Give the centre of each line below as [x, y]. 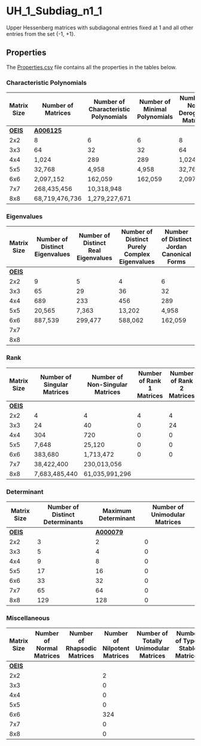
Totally [153, 641]
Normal [47, 649]
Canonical [176, 254]
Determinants [63, 522]
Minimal [155, 109]
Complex [137, 254]
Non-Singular [107, 384]
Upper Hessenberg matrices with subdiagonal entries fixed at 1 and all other [100, 27]
